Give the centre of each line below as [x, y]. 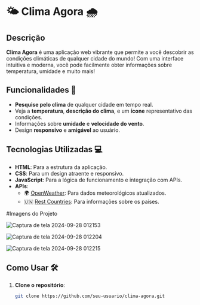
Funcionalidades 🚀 [41, 90]
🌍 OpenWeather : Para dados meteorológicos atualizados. [95, 193]
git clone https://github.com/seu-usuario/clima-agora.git [90, 296]
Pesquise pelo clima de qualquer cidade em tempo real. [84, 104]
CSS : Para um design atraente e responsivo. [69, 173]
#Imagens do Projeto [32, 213]
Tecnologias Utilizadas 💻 [54, 150]
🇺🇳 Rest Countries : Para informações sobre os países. [91, 201]
